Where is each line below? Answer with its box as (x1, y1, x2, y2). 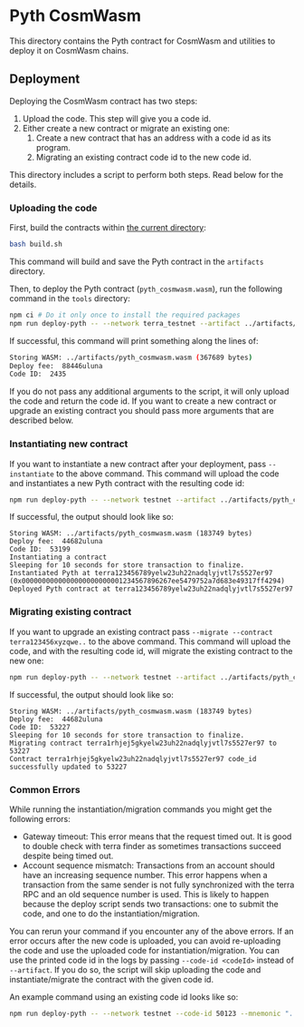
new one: (9, 655, 44, 666)
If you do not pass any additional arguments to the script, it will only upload (9, 386, 290, 397)
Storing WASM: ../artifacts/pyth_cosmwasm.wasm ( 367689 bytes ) (9, 353, 253, 362)
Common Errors (9, 783, 81, 796)
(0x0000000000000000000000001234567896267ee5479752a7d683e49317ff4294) (9, 577, 285, 586)
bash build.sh (9, 240, 63, 249)
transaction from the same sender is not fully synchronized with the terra (22, 879, 295, 890)
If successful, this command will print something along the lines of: (9, 335, 259, 346)
